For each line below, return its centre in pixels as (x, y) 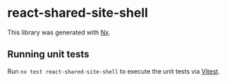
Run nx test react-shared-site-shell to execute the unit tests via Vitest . (114, 71)
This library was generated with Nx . (59, 32)
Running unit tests (48, 54)
